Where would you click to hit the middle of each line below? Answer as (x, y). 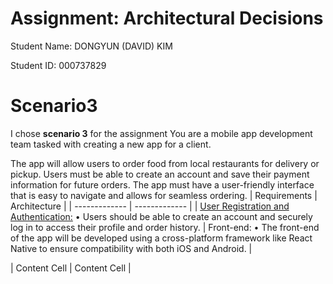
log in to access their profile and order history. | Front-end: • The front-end (165, 227)
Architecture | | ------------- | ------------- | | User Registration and (150, 206)
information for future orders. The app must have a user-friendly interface (162, 184)
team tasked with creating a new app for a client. (111, 144)
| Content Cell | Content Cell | (71, 268)
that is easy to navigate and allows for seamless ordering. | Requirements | (164, 195)
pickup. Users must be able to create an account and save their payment (160, 174)
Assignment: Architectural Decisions (167, 18)
